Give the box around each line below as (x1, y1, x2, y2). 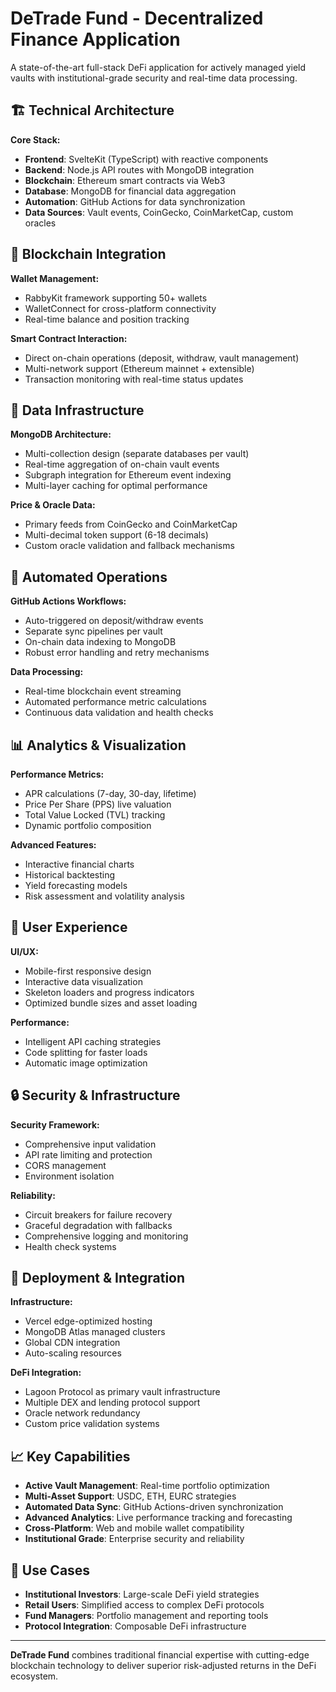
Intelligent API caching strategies (24, 1035, 162, 1047)
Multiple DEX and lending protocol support (24, 1397, 201, 1409)
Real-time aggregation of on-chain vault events (24, 458, 220, 471)
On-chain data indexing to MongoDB (24, 636, 177, 648)
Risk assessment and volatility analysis (24, 890, 185, 902)
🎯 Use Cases (10, 1562, 91, 1579)
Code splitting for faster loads (24, 1046, 148, 1058)
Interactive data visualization (24, 975, 143, 987)
